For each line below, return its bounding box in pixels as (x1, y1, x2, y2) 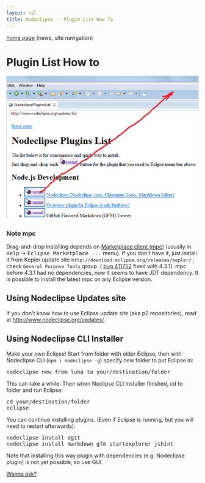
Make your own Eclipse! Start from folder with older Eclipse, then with (6, 350, 182, 358)
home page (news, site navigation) (6, 34, 93, 41)
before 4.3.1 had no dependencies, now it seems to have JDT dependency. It (6, 269, 199, 277)
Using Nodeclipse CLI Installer (6, 334, 124, 344)
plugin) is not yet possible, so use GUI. (6, 458, 104, 465)
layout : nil (6, 10, 37, 16)
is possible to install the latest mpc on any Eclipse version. (6, 275, 153, 283)
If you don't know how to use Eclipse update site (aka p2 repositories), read (6, 309, 196, 316)
